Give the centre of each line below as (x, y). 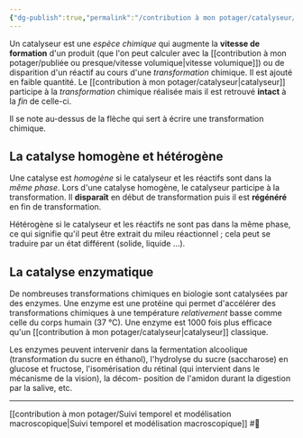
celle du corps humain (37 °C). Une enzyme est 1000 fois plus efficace (141, 322)
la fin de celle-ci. (41, 101)
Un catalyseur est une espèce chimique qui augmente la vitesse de (134, 43)
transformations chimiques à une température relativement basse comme (146, 313)
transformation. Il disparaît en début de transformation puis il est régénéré (148, 197)
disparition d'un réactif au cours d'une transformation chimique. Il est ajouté (151, 72)
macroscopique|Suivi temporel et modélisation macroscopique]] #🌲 (135, 424)
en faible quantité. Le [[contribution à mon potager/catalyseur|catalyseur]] (147, 81)
